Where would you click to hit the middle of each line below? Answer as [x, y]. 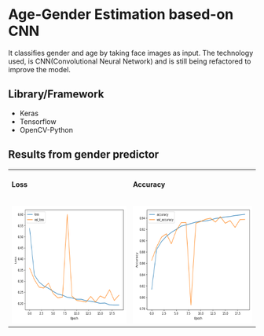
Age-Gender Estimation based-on [121, 15]
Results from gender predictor [84, 155]
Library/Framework [56, 95]
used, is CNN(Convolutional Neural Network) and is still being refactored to [130, 61]
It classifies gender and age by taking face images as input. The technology [131, 53]
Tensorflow [38, 121]
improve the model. [39, 69]
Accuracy [149, 184]
